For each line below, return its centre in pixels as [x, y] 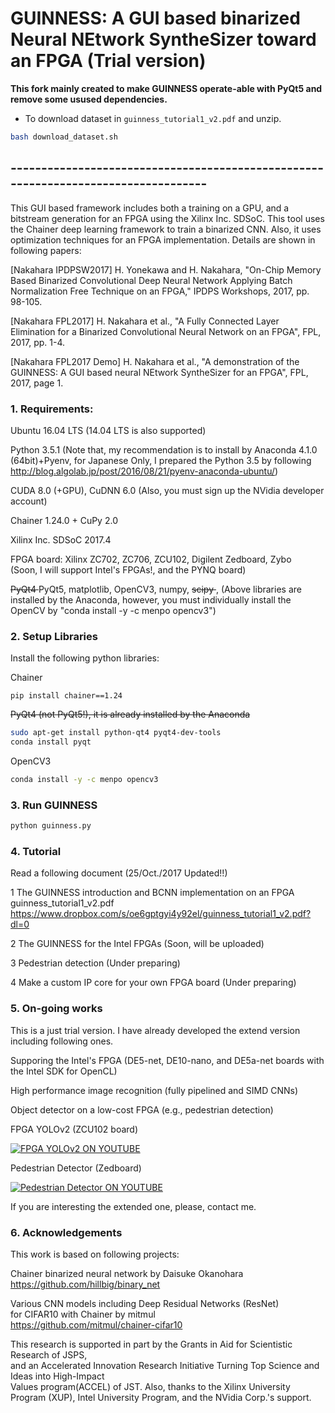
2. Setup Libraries [54, 636]
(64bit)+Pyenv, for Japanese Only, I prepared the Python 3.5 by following [161, 460]
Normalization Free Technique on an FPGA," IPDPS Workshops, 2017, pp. [160, 291]
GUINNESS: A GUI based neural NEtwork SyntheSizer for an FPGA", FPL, [159, 372]
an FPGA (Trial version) [108, 61]
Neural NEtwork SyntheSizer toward [163, 39]
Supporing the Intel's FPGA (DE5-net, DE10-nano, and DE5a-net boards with [167, 1060]
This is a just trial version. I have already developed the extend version [155, 1030]
